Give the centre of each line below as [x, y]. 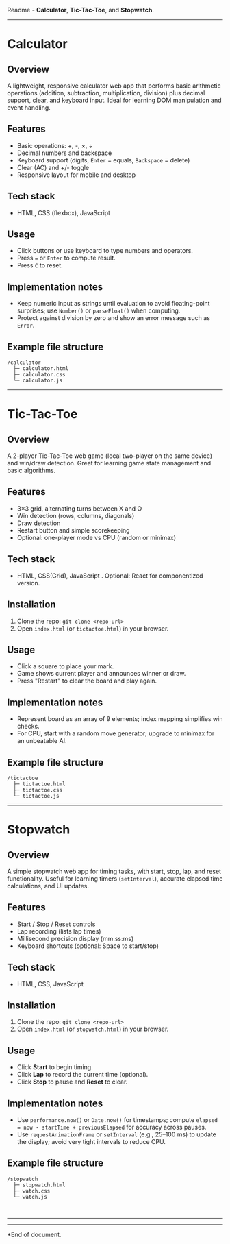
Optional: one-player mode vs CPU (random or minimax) [97, 537]
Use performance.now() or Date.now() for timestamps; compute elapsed [117, 1120]
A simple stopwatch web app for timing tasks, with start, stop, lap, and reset [114, 871]
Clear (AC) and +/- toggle [53, 167]
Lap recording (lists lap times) [59, 931]
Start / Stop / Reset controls [56, 924]
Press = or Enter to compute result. [66, 258]
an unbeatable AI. [42, 741]
